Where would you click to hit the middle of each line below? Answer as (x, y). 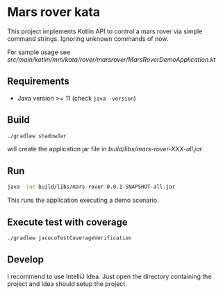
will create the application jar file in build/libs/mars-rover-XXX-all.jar (105, 149)
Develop (25, 260)
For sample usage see (39, 52)
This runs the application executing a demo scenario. (83, 200)
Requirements (38, 82)
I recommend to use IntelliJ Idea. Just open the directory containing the (109, 276)
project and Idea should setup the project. (67, 284)
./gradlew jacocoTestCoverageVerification (69, 238)
